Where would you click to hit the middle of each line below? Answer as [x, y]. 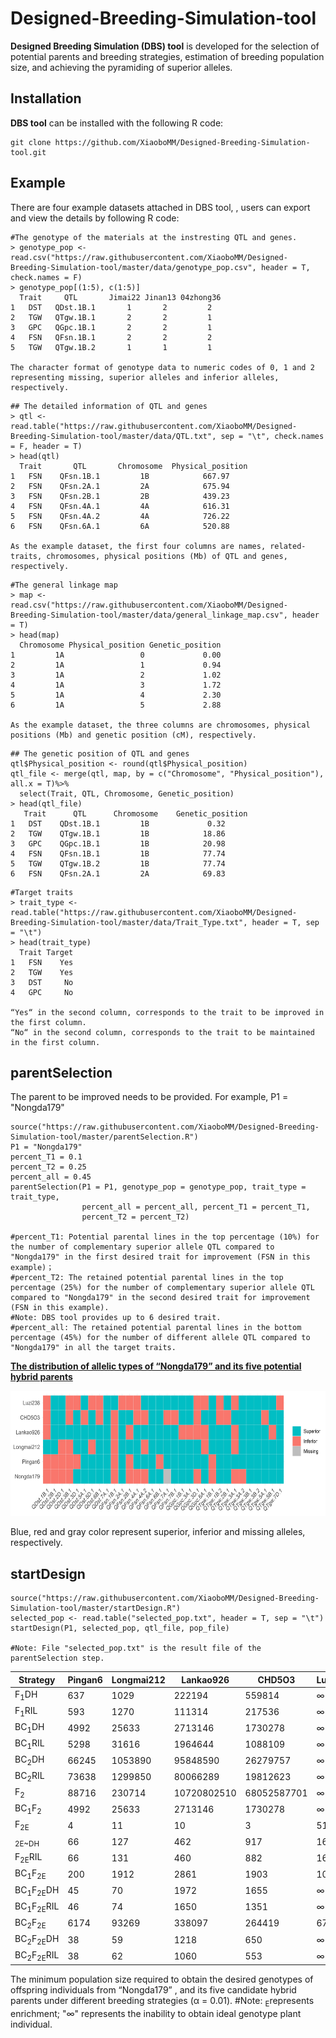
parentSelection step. [57, 1658]
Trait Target [46, 952]
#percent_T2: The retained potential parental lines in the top [147, 1278]
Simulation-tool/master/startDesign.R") [96, 1608]
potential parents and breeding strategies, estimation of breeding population [167, 56]
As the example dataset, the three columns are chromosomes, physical [160, 725]
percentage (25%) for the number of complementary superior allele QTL [162, 1288]
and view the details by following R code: [95, 218]
